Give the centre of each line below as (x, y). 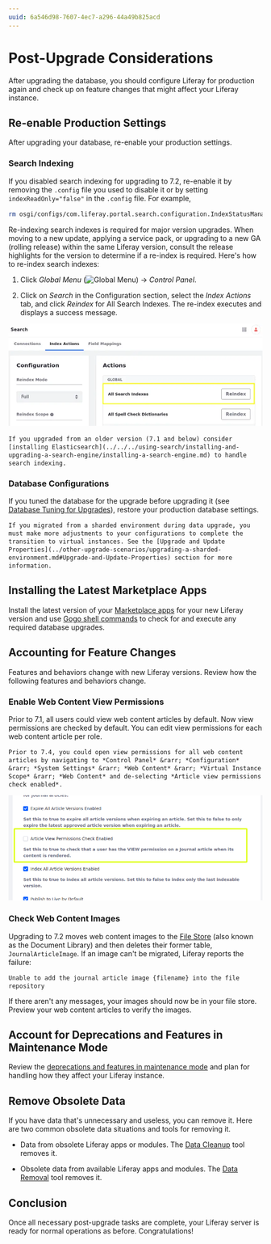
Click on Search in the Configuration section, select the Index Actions (135, 295)
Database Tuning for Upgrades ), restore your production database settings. (134, 510)
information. (30, 566)
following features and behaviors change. (77, 681)
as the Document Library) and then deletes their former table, (110, 945)
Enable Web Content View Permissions (86, 702)
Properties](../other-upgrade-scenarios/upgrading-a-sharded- (115, 550)
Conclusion (38, 1203)
